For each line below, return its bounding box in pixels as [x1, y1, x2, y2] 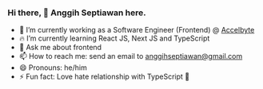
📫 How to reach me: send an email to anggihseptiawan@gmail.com [18, 52, 243, 61]
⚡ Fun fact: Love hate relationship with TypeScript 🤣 [18, 72, 190, 82]
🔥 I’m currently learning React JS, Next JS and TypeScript [18, 33, 210, 43]
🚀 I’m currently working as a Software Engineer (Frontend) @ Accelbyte [18, 25, 255, 35]
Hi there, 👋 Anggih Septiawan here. [7, 7, 147, 18]
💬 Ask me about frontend [18, 43, 102, 52]
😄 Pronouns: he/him [18, 63, 87, 72]
